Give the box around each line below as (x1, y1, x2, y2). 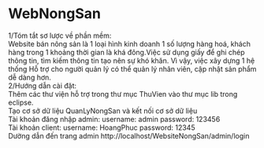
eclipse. (8, 98, 34, 107)
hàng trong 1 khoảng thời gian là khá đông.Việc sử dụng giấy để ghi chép (8, 47, 246, 57)
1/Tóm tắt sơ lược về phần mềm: (8, 31, 112, 40)
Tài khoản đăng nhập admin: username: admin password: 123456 (8, 114, 221, 124)
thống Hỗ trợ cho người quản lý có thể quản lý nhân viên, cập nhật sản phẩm (8, 64, 257, 73)
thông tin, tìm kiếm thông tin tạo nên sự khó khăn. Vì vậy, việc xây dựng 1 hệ (8, 56, 255, 65)
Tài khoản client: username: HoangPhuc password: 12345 (8, 123, 195, 132)
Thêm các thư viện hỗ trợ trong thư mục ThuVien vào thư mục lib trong (8, 89, 238, 98)
